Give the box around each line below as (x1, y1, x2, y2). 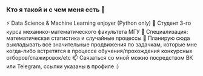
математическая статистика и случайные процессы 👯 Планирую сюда (6, 34, 190, 42)
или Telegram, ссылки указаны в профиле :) (6, 63, 119, 70)
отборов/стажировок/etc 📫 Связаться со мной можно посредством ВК (6, 54, 193, 62)
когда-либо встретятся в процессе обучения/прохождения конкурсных (6, 48, 193, 55)
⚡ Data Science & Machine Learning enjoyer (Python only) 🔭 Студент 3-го (6, 19, 191, 27)
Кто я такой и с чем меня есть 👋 (6, 5, 105, 14)
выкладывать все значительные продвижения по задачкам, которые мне (6, 41, 198, 48)
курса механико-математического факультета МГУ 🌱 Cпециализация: (6, 28, 188, 36)
